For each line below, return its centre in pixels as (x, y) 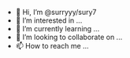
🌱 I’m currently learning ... (58, 29)
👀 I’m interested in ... (49, 20)
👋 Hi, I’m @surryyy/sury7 (56, 12)
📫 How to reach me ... (52, 46)
